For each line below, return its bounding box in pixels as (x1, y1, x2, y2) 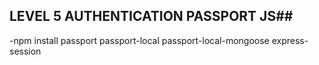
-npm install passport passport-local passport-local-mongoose (9, 34, 270, 46)
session (9, 45, 42, 57)
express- (271, 34, 309, 46)
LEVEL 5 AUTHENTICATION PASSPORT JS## (9, 8, 294, 25)
